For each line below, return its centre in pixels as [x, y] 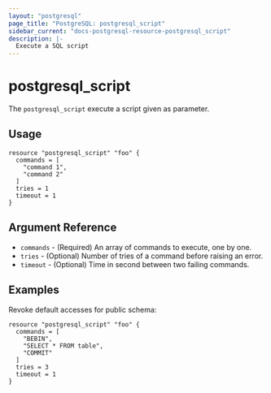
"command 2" [43, 174]
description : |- [36, 39]
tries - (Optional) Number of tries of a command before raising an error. [142, 256]
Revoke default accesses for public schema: [83, 309]
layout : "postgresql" [45, 16]
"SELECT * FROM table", [63, 346]
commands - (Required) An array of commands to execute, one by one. [136, 247]
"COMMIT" [38, 353]
